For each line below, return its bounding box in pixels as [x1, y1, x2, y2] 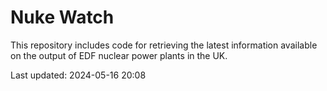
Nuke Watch [10, 6, 115, 29]
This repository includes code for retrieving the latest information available [10, 39, 318, 51]
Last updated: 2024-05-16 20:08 [10, 69, 147, 81]
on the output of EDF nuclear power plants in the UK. [10, 49, 228, 61]
